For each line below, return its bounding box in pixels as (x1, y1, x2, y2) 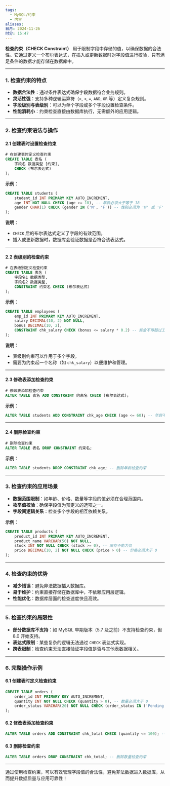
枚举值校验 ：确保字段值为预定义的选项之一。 (12, 502, 106, 508)
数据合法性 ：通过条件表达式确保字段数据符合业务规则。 (12, 89, 128, 95)
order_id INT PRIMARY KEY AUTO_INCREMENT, (14, 694, 105, 699)
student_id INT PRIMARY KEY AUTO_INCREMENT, (14, 196, 110, 201)
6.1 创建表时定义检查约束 (5, 678, 57, 684)
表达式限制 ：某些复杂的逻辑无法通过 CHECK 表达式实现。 (12, 639, 129, 645)
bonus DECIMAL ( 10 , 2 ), (14, 323, 62, 328)
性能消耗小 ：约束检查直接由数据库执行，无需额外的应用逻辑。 (12, 108, 142, 115)
